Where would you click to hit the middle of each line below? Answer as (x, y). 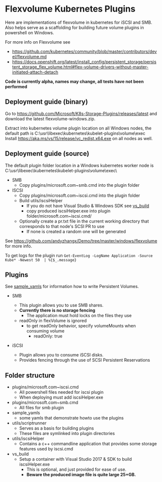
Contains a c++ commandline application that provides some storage (88, 444)
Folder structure (30, 375)
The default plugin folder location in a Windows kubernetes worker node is (79, 165)
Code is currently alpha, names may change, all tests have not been (74, 81)
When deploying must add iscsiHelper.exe (61, 397)
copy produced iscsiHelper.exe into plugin (68, 211)
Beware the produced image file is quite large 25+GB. (81, 475)
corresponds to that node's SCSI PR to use (62, 226)
